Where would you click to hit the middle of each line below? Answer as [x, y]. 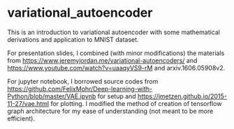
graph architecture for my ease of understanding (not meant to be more [110, 111]
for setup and [117, 96]
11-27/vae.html [28, 103]
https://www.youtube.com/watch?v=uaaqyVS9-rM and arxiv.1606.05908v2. [116, 68]
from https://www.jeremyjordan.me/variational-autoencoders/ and [102, 60]
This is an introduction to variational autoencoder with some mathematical [114, 32]
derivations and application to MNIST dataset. [73, 39]
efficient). [21, 118]
